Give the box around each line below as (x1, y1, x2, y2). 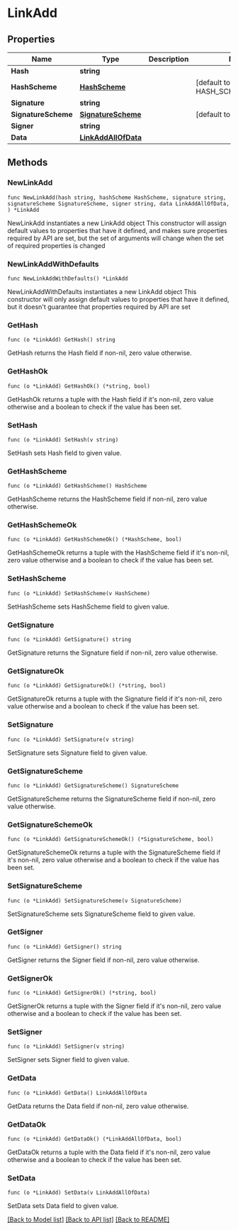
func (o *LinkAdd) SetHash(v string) (7, 436, 119, 444)
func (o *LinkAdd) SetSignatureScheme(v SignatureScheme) (7, 897, 182, 904)
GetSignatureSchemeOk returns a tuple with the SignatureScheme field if (7, 848, 221, 857)
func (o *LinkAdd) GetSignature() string (7, 636, 132, 643)
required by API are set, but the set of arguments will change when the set (7, 234, 225, 242)
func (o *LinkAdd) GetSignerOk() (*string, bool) (7, 990, 157, 997)
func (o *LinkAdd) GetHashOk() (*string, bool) (7, 383, 151, 390)
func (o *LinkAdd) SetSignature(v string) (7, 735, 135, 743)
